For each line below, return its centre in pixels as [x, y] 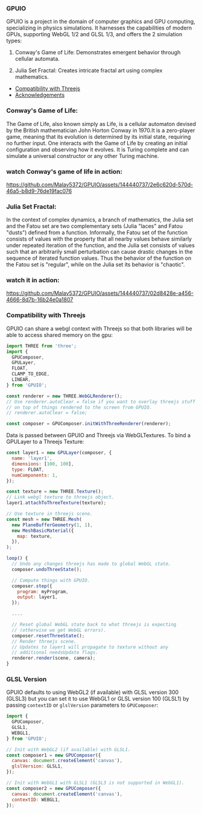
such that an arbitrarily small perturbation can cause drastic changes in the [99, 252]
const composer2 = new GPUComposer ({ [54, 788]
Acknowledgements [40, 95]
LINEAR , [21, 380]
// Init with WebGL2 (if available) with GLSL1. [68, 749]
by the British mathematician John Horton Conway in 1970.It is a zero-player [101, 130]
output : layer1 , [38, 597]
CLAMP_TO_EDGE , [31, 374]
